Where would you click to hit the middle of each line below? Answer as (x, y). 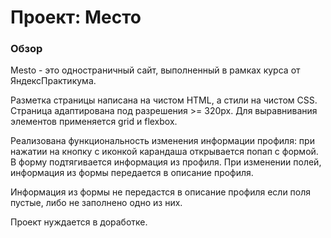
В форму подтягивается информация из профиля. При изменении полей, (166, 162)
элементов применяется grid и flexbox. (94, 122)
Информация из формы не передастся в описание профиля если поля (161, 192)
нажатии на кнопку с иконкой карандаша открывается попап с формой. (164, 152)
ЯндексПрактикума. (53, 81)
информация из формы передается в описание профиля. (132, 173)
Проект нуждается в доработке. (79, 222)
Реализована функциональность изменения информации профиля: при (162, 141)
